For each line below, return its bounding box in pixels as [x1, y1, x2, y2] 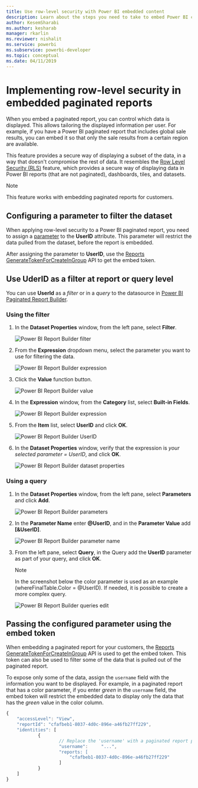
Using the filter [6, 310, 50, 319]
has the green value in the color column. [6, 699, 104, 706]
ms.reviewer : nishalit [6, 36, 62, 42]
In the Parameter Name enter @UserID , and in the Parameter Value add [14, 519, 191, 527]
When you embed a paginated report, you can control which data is [6, 116, 170, 123]
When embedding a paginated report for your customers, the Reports [6, 644, 175, 651]
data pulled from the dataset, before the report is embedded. [6, 239, 154, 246]
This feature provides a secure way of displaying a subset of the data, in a [6, 152, 186, 159]
